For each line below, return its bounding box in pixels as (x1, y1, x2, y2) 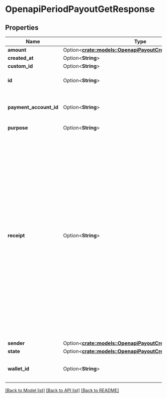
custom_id (7, 63, 33, 69)
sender (7, 340, 25, 347)
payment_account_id (7, 104, 59, 111)
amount (7, 46, 26, 53)
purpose (7, 125, 28, 131)
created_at (7, 55, 34, 61)
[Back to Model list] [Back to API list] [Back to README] (5, 388, 119, 393)
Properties (5, 23, 39, 32)
